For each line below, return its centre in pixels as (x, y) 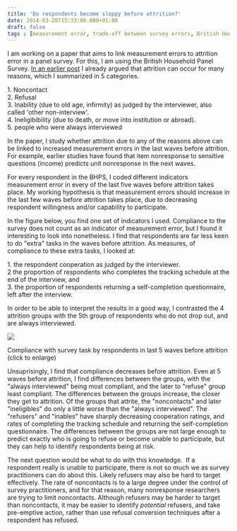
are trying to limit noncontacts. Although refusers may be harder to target (114, 498)
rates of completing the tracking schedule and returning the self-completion (118, 424)
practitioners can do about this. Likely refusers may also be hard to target (114, 475)
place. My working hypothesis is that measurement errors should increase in (119, 192)
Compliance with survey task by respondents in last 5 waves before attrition (117, 350)
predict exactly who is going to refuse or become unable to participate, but (116, 439)
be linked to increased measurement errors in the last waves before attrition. (119, 148)
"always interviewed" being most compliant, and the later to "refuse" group (116, 386)
